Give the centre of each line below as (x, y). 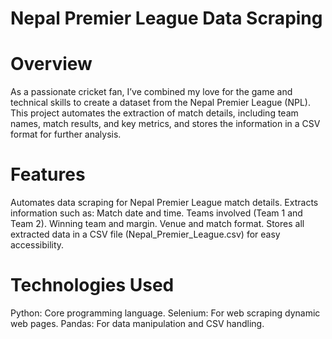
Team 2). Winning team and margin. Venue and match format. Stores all (157, 224)
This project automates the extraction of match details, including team (154, 113)
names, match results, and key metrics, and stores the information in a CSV (165, 124)
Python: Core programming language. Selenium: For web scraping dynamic (165, 313)
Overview (51, 64)
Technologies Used (92, 285)
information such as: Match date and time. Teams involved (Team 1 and (156, 213)
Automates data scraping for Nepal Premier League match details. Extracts (164, 203)
